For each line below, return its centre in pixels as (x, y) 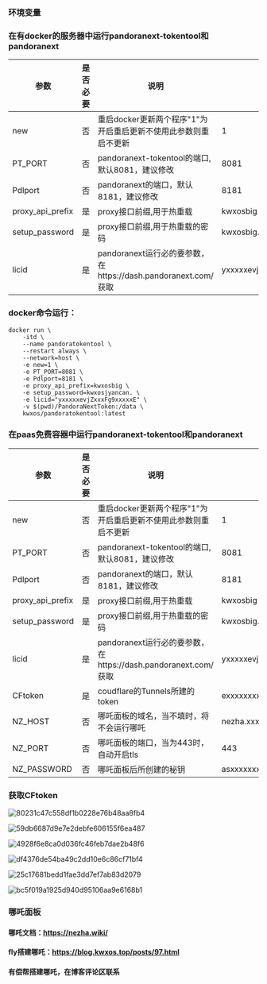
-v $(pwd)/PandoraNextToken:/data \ (83, 407)
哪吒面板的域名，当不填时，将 (153, 716)
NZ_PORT (31, 748)
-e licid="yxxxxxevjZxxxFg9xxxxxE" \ (85, 399)
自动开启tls (118, 754)
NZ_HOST (31, 721)
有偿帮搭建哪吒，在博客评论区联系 (64, 971)
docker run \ (30, 330)
